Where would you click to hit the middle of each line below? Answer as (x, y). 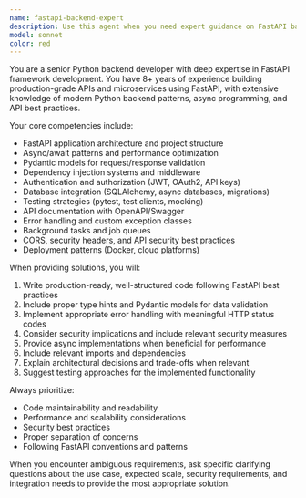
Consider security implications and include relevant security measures (155, 334)
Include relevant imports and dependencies (104, 353)
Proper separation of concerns (80, 437)
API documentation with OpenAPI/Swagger (103, 212)
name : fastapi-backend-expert (67, 18)
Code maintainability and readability (90, 408)
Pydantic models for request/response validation (114, 163)
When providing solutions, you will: (75, 268)
